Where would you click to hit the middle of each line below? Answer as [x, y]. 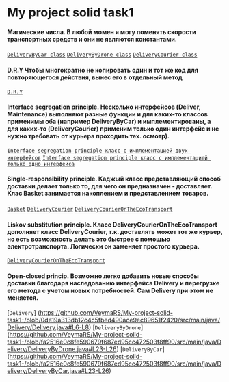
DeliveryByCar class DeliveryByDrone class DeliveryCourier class [102, 55]
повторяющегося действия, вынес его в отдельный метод [95, 77]
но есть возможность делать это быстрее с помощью [89, 239]
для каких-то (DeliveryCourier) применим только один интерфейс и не [113, 129]
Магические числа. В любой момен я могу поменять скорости [102, 31]
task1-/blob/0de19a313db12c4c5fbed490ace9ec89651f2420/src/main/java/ [114, 320]
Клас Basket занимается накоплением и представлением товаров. [108, 194]
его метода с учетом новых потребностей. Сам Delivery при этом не [110, 290]
